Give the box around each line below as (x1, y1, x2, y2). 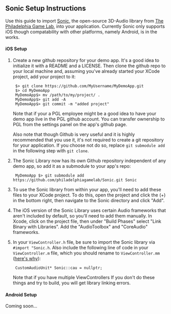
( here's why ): (12, 256, 41, 262)
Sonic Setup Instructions (5, 4, 86, 13)
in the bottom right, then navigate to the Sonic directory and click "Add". (12, 198, 165, 204)
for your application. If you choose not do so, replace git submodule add (12, 142, 165, 148)
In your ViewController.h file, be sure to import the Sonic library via (12, 239, 155, 245)
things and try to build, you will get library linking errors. (12, 280, 131, 286)
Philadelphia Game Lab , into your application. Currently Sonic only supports (5, 23, 165, 29)
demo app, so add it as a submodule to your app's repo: (12, 163, 131, 169)
